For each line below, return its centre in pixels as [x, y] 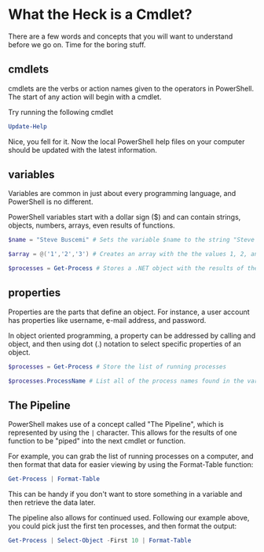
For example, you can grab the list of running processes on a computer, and [131, 456]
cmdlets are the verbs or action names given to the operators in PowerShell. [131, 88]
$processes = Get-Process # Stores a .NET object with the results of [126, 269]
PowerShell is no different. [51, 202]
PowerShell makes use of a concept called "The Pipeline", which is [116, 424]
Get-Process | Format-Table [54, 479]
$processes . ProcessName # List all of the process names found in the [126, 381]
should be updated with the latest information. [82, 150]
